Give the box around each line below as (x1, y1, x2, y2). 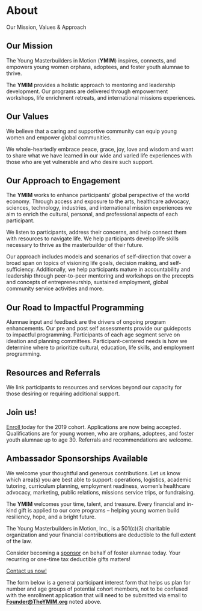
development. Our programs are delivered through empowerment (6, 88, 168, 95)
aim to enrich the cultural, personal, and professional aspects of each (6, 211, 179, 218)
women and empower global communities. (6, 133, 112, 141)
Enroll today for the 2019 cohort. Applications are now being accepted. (6, 423, 182, 430)
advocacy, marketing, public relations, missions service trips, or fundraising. (6, 488, 195, 496)
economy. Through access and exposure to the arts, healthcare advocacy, (6, 198, 191, 205)
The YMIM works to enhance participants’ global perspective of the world (6, 192, 189, 199)
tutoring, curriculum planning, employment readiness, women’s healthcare (6, 482, 191, 490)
